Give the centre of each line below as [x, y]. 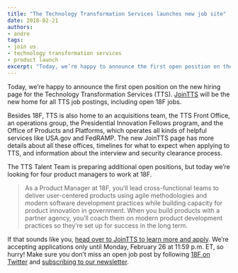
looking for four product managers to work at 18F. [80, 174]
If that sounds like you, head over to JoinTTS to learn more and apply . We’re [118, 239]
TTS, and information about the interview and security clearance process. [115, 153]
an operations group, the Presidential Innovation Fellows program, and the [115, 123]
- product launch [33, 60]
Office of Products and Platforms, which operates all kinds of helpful [107, 130]
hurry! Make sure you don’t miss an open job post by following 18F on [109, 254]
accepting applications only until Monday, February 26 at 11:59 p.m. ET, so [116, 246]
